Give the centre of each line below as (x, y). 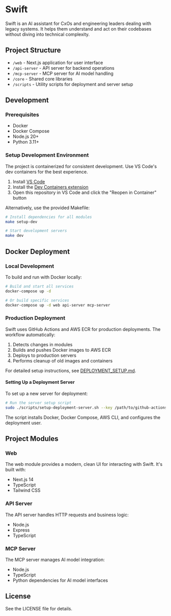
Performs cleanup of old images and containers (63, 360)
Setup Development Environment (47, 155)
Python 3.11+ (26, 142)
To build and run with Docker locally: (44, 277)
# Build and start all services (39, 286)
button (20, 198)
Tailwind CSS (26, 490)
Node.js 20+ (26, 136)
